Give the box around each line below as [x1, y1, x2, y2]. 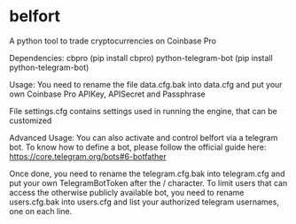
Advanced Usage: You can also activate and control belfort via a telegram [9, 132, 278, 143]
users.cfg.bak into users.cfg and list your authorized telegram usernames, [9, 197, 279, 207]
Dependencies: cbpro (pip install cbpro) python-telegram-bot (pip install [9, 52, 273, 63]
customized [9, 115, 52, 126]
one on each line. [9, 205, 73, 216]
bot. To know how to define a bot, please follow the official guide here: [9, 142, 267, 152]
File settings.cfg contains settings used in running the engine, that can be [9, 105, 277, 116]
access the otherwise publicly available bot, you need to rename [9, 187, 245, 197]
